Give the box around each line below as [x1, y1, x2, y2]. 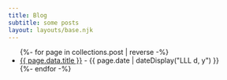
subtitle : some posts [8, 19, 80, 27]
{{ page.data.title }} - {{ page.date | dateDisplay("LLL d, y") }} [19, 56, 219, 65]
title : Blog [8, 11, 47, 20]
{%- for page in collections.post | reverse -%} [19, 48, 169, 57]
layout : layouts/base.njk [8, 26, 93, 34]
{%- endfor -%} [19, 64, 72, 74]
